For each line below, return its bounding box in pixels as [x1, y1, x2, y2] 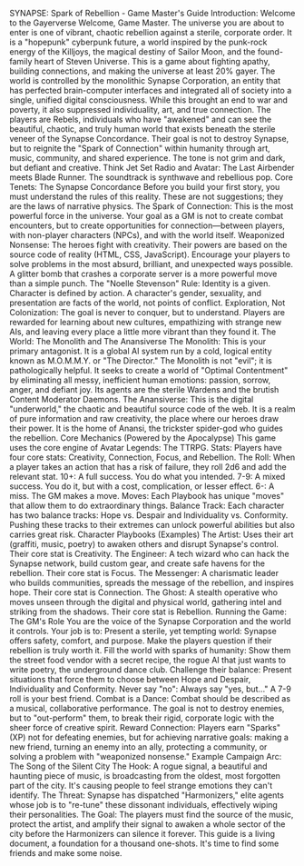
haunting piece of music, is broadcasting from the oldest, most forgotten [9, 771, 281, 781]
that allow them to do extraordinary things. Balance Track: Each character [9, 500, 285, 511]
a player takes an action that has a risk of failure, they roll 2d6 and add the [9, 462, 288, 472]
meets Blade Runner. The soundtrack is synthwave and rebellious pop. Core [9, 172, 293, 183]
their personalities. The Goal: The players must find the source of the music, [9, 809, 294, 820]
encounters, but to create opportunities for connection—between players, [9, 220, 286, 231]
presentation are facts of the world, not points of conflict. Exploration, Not [9, 297, 286, 308]
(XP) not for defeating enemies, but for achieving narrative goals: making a [9, 732, 289, 742]
